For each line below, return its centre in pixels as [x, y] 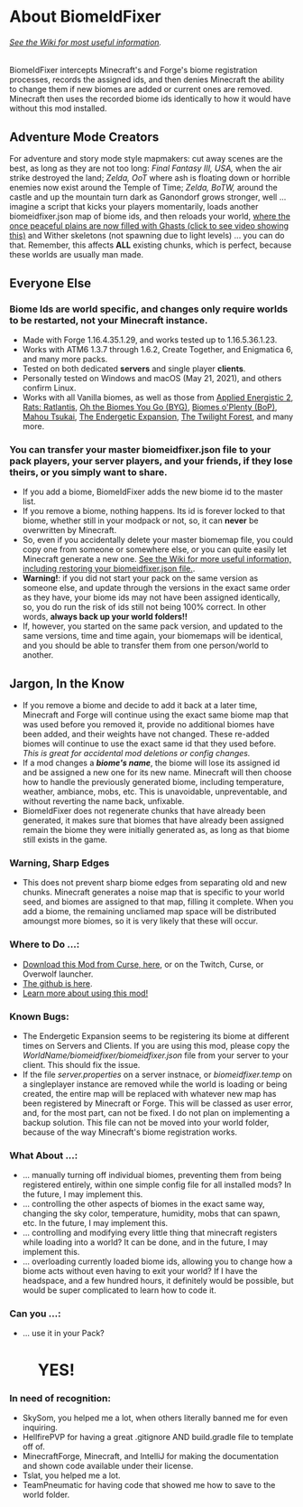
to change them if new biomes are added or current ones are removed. [141, 89]
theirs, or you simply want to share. [88, 472]
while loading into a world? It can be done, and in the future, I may [145, 1242]
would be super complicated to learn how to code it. [119, 1290]
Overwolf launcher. [58, 974]
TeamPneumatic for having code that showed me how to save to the [149, 1484]
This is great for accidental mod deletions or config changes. [136, 753]
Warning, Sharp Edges [60, 863]
